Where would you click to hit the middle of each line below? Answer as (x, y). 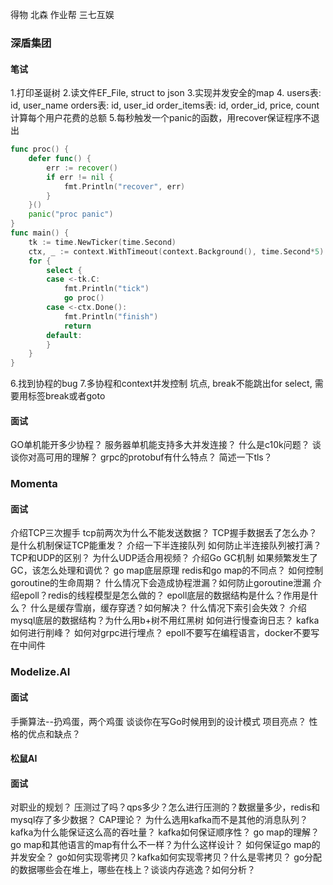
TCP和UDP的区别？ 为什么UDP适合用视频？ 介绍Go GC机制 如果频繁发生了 (164, 558)
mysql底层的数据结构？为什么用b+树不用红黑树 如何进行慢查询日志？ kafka (165, 620)
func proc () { (40, 149)
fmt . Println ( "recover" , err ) (124, 186)
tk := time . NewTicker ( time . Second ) (102, 242)
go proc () (84, 298)
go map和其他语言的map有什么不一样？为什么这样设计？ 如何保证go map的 (165, 845)
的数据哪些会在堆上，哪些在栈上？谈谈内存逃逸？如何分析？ (133, 870)
